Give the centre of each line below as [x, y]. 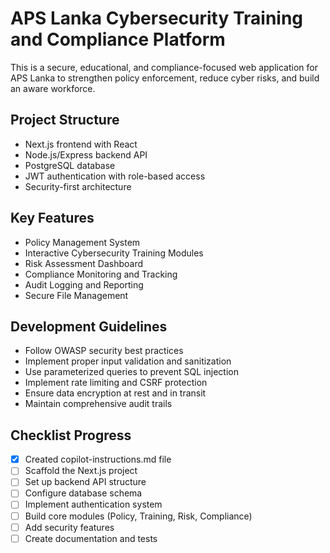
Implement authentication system [93, 504]
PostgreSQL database [70, 165]
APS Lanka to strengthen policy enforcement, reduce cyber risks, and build [165, 78]
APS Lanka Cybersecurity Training [157, 18]
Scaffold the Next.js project [81, 471]
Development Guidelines [89, 326]
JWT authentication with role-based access [115, 176]
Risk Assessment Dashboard [84, 263]
